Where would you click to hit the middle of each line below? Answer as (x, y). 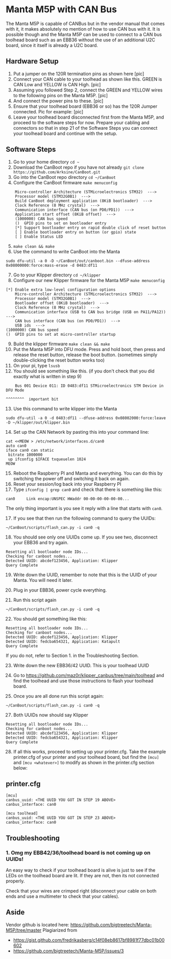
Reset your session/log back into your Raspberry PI (67, 484)
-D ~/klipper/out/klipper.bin (38, 423)
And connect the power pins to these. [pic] (58, 101)
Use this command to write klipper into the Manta (65, 408)
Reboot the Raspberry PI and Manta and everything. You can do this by (88, 473)
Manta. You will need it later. (43, 580)
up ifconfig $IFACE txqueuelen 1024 (47, 459)
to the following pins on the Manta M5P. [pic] (60, 95)
